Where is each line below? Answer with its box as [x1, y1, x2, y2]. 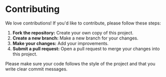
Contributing [5, 3, 60, 15]
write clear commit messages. [5, 66, 68, 72]
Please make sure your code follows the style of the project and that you [5, 60, 156, 66]
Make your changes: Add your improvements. [12, 40, 109, 46]
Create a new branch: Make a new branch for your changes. [12, 35, 139, 41]
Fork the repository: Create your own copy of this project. [12, 29, 134, 35]
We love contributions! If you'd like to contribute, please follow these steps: [5, 20, 161, 26]
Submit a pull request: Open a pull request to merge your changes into [12, 45, 160, 51]
